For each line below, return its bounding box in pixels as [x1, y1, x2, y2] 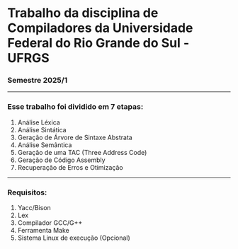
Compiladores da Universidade [7, 20, 193, 36]
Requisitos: [7, 187, 47, 197]
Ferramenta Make [17, 226, 69, 235]
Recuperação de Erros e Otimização [17, 163, 123, 171]
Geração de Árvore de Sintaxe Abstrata [17, 133, 132, 141]
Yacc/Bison [17, 204, 51, 212]
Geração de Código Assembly [17, 156, 106, 164]
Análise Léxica [17, 118, 60, 127]
